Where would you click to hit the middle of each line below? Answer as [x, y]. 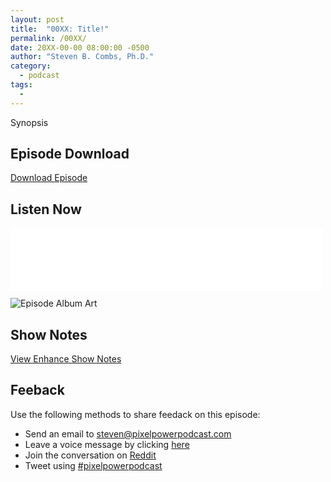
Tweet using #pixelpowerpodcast [93, 465]
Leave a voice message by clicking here [107, 444]
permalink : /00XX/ [48, 38]
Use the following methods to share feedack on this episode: [135, 414]
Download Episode [49, 178]
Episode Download [70, 154]
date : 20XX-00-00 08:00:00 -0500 [80, 47]
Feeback [37, 390]
